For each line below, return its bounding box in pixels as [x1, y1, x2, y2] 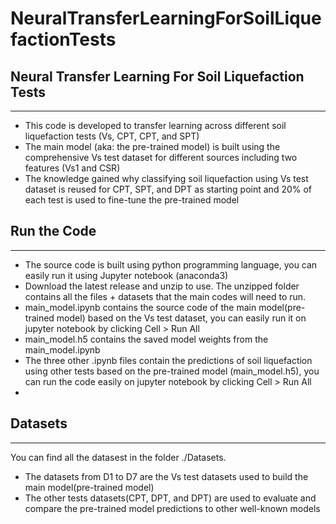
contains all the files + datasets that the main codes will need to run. [24, 290, 307, 302]
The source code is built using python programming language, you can [24, 258, 318, 271]
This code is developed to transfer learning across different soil [24, 120, 287, 131]
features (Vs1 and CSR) [24, 162, 121, 174]
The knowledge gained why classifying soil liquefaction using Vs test [24, 173, 309, 184]
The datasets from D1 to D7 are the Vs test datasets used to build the [24, 470, 309, 482]
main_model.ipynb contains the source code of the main [24, 301, 257, 313]
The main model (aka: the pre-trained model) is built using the [24, 141, 281, 152]
